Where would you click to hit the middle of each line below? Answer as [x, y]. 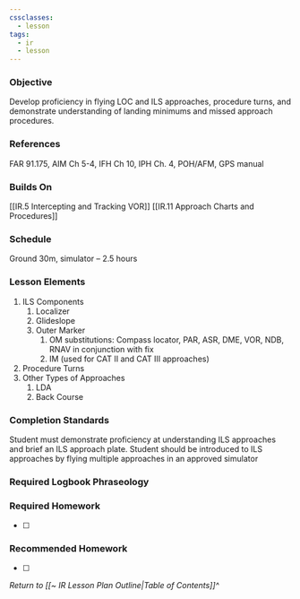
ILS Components [53, 301]
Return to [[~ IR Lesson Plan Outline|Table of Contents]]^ [114, 586]
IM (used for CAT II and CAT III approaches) [129, 359]
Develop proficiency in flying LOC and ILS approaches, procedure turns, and [150, 102]
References [35, 144]
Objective [31, 82]
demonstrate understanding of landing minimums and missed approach [141, 111]
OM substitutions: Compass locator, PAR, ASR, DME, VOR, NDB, [167, 339]
